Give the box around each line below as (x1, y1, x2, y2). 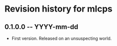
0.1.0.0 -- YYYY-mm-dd (4, 23, 79, 31)
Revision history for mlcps (4, 3, 113, 15)
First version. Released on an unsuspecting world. (11, 35, 112, 41)
